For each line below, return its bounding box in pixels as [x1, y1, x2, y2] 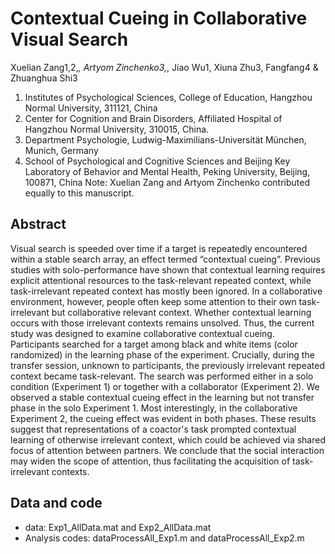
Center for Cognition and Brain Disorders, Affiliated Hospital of [24, 112, 283, 124]
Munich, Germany [24, 144, 99, 156]
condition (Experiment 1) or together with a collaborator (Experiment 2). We [10, 380, 320, 392]
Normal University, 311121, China [24, 102, 158, 114]
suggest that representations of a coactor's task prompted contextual [10, 423, 297, 435]
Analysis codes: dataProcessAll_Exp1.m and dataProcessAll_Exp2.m [24, 532, 305, 544]
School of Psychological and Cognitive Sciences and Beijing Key [24, 155, 291, 167]
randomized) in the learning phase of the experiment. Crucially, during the [10, 348, 315, 361]
